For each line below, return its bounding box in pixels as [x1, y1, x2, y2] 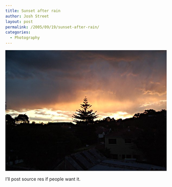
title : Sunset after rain [5, 8, 60, 13]
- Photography [10, 35, 40, 40]
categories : [5, 30, 31, 35]
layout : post [5, 19, 33, 24]
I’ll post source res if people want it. [5, 176, 81, 182]
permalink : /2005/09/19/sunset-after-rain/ [5, 25, 100, 30]
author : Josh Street [5, 13, 50, 19]
